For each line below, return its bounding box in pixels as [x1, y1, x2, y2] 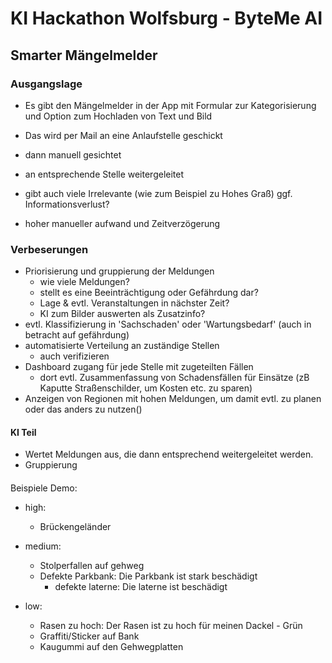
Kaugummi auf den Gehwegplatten [39, 640, 184, 652]
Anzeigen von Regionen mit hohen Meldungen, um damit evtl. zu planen [24, 393, 322, 405]
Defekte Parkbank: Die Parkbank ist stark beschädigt [39, 570, 258, 582]
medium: [24, 540, 62, 552]
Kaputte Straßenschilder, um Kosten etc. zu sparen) [39, 382, 253, 394]
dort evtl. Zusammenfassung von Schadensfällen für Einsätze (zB [39, 372, 310, 384]
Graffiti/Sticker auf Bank [39, 630, 140, 642]
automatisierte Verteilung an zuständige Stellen [24, 340, 220, 352]
